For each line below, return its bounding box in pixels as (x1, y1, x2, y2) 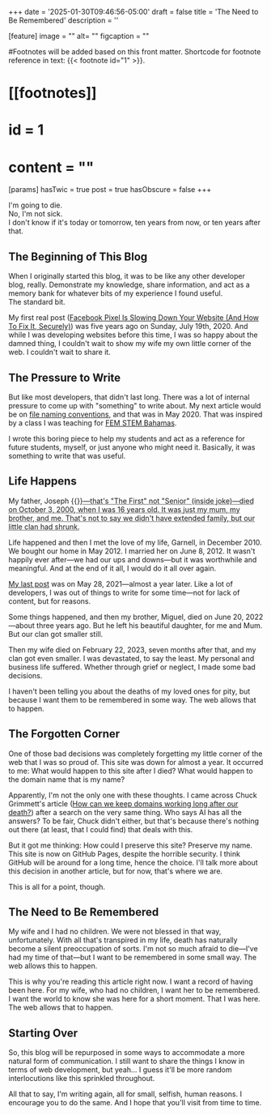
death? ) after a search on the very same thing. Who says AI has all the (8, 807, 243, 817)
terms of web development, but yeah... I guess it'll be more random (8, 1065, 232, 1074)
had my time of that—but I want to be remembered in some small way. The (8, 952, 257, 963)
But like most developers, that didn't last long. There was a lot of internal (8, 392, 250, 402)
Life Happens (8, 474, 77, 489)
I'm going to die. (8, 200, 63, 210)
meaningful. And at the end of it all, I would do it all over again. (8, 563, 217, 573)
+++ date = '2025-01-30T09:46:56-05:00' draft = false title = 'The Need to (8, 7, 259, 16)
